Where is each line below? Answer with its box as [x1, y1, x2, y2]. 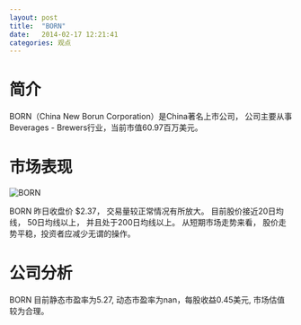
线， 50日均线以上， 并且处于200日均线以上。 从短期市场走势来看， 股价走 [9, 217, 288, 228]
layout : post [9, 13, 58, 22]
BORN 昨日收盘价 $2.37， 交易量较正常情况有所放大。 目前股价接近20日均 [9, 206, 285, 216]
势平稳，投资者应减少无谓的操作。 [9, 228, 136, 239]
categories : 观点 [9, 38, 72, 48]
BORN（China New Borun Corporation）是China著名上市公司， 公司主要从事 [9, 111, 293, 122]
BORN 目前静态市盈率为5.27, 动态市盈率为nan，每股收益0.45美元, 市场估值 [9, 294, 286, 305]
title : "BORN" [9, 22, 66, 31]
